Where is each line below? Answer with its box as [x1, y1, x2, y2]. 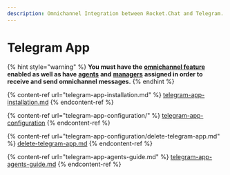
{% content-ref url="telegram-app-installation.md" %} [7, 90, 162, 99]
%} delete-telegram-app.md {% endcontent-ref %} [7, 139, 153, 147]
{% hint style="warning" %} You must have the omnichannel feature [7, 63, 205, 71]
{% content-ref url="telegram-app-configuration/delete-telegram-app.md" [7, 132, 220, 140]
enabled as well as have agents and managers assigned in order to [7, 70, 203, 78]
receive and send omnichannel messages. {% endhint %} [7, 77, 175, 85]
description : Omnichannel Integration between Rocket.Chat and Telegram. [7, 10, 224, 17]
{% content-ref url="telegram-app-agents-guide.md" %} [7, 152, 169, 161]
